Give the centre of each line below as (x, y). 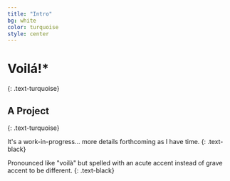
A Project (28, 111)
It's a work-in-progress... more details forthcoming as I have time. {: (107, 142)
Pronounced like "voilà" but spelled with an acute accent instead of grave (115, 163)
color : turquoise (33, 27)
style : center (28, 34)
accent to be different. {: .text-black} (61, 170)
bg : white (22, 21)
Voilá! (25, 69)
